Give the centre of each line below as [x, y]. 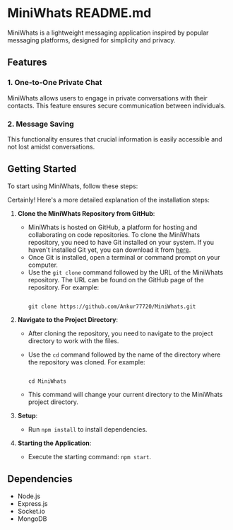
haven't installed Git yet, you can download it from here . [109, 250]
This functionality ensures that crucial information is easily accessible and [115, 139]
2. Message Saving [41, 124]
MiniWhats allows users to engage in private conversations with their [107, 98]
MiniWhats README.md [79, 13]
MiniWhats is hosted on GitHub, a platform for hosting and [113, 227]
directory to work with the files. [73, 340]
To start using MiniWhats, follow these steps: [73, 186]
